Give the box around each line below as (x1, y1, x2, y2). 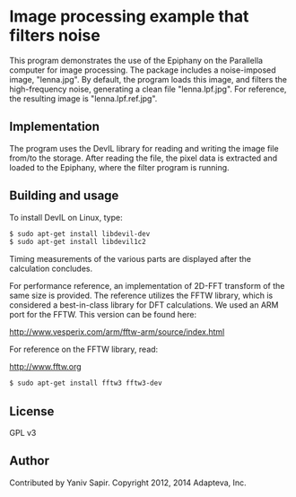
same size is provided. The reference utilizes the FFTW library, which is (9, 290, 274, 301)
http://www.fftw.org (9, 362, 83, 372)
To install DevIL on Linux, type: (9, 212, 123, 222)
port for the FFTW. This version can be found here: (9, 310, 197, 320)
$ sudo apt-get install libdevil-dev (9, 229, 151, 239)
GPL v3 (9, 428, 37, 438)
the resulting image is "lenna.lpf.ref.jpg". (9, 92, 158, 104)
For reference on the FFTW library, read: (9, 344, 159, 355)
